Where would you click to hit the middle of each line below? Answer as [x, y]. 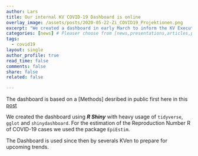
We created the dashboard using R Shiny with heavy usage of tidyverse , [95, 117]
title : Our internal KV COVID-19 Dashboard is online [74, 17]
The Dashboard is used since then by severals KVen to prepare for [87, 141]
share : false [22, 72]
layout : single [25, 50]
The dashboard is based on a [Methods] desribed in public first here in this [97, 99]
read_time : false [27, 61]
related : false [25, 77]
